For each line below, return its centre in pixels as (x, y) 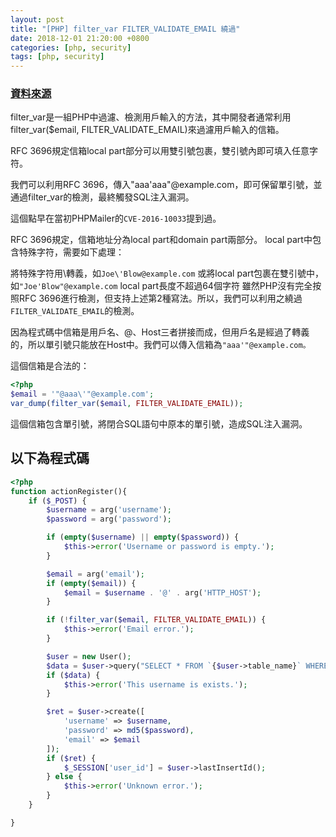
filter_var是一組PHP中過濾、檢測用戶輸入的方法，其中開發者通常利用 (151, 117)
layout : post (37, 19)
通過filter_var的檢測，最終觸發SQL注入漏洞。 (102, 197)
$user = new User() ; (89, 656)
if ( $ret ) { (71, 758)
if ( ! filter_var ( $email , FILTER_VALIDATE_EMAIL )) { (156, 620)
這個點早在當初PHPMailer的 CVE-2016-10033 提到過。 (116, 218)
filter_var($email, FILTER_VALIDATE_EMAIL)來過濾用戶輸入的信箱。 (147, 130)
